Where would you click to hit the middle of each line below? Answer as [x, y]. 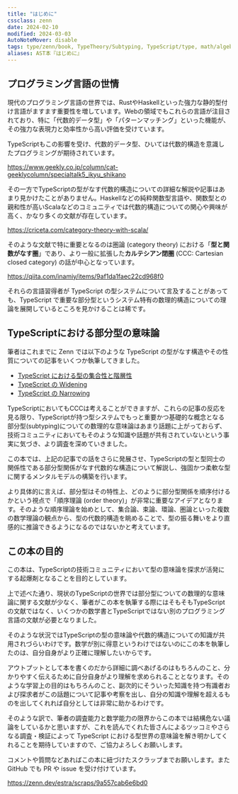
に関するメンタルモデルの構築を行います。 [69, 476]
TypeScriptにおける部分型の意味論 [84, 333]
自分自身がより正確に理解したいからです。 [93, 653]
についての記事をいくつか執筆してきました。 [78, 360]
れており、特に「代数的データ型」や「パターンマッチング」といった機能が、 [119, 120]
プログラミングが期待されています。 [66, 152]
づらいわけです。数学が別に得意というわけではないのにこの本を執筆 [125, 644]
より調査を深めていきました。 [87, 443]
